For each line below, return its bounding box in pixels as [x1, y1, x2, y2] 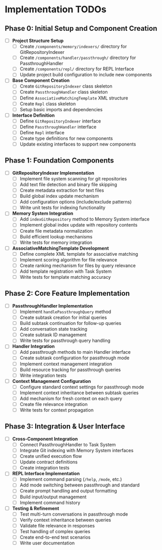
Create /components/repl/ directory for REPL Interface [19, 66, 134, 72]
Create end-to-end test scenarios [19, 534, 90, 540]
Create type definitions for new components [19, 135, 113, 141]
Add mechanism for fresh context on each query [19, 395, 123, 401]
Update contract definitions [19, 459, 78, 465]
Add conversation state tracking [19, 326, 87, 332]
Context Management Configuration [12, 378, 91, 384]
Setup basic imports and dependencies [19, 106, 103, 112]
